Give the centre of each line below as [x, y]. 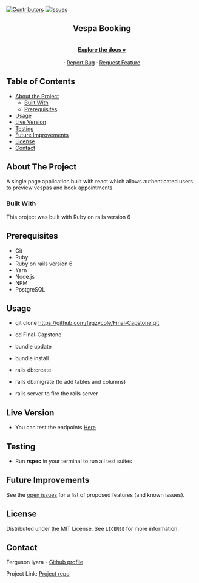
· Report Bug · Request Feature [102, 62]
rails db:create [33, 370]
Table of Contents [41, 82]
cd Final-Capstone [38, 335]
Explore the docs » [102, 49]
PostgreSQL [30, 289]
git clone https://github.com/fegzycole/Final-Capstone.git [87, 323]
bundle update [33, 347]
